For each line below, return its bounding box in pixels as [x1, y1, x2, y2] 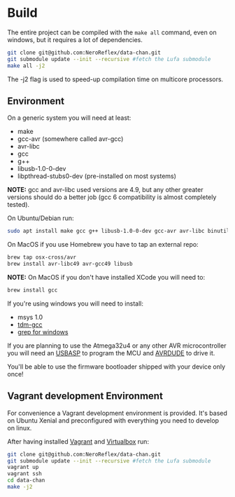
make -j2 [7, 484, 33, 491]
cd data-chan [7, 477, 45, 484]
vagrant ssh [7, 470, 42, 477]
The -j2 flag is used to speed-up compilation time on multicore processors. [7, 75, 224, 83]
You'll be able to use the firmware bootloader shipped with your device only [7, 362, 226, 371]
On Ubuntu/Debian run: [7, 214, 75, 222]
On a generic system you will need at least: [7, 114, 131, 122]
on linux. [7, 423, 32, 432]
